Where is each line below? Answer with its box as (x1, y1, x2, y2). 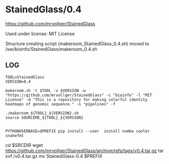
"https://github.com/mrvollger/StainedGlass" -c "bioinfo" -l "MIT (5, 93, 153, 98)
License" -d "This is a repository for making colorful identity (5, 97, 147, 102)
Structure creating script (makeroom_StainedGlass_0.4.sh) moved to (5, 40, 150, 47)
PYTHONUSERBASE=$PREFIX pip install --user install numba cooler (5, 129, 150, 134)
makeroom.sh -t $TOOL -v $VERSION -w (5, 88, 86, 93)
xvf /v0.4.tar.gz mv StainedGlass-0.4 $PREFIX (5, 153, 103, 159)
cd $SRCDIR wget (5, 142, 44, 148)
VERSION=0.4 (5, 79, 31, 84)
